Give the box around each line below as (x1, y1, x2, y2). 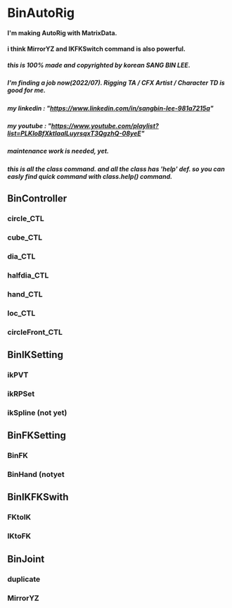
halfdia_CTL (7, 270, 49, 280)
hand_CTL (7, 289, 43, 299)
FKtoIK (7, 512, 32, 522)
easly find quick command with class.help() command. (7, 172, 173, 180)
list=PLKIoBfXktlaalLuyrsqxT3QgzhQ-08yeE (7, 129, 142, 138)
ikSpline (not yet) (7, 407, 67, 417)
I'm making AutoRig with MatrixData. (7, 28, 117, 37)
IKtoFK (7, 531, 32, 541)
